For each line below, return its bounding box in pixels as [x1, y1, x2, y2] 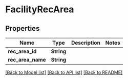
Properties [5, 24, 40, 33]
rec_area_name [8, 56, 46, 63]
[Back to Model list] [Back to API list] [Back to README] [5, 69, 123, 75]
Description [71, 39, 101, 46]
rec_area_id [8, 48, 37, 55]
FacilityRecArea [5, 4, 74, 15]
